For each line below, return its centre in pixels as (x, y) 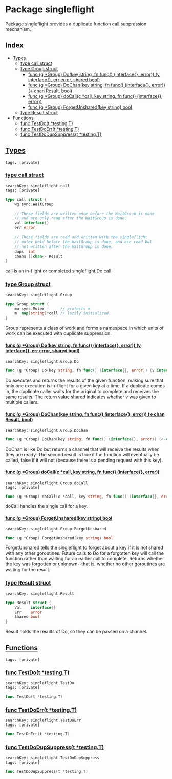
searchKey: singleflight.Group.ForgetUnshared (56, 529)
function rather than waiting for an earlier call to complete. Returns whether (85, 559)
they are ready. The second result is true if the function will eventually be (82, 455)
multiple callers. (22, 402)
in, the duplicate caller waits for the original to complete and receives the (82, 392)
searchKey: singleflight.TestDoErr (43, 721)
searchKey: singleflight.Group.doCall (47, 483)
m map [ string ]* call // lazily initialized (62, 313)
